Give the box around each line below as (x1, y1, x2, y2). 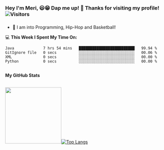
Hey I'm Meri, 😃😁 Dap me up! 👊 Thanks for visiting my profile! (5, 4, 160, 11)
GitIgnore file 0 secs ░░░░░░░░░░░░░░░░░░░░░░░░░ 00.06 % (5, 50, 157, 55)
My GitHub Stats (5, 72, 40, 78)
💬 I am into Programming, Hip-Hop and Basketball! (12, 24, 116, 30)
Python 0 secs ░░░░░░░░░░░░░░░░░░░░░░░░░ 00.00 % (5, 58, 157, 64)
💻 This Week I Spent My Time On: (5, 34, 77, 40)
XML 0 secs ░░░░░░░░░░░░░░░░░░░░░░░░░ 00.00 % (5, 54, 157, 59)
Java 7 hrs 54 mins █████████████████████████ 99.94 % (5, 45, 157, 50)
